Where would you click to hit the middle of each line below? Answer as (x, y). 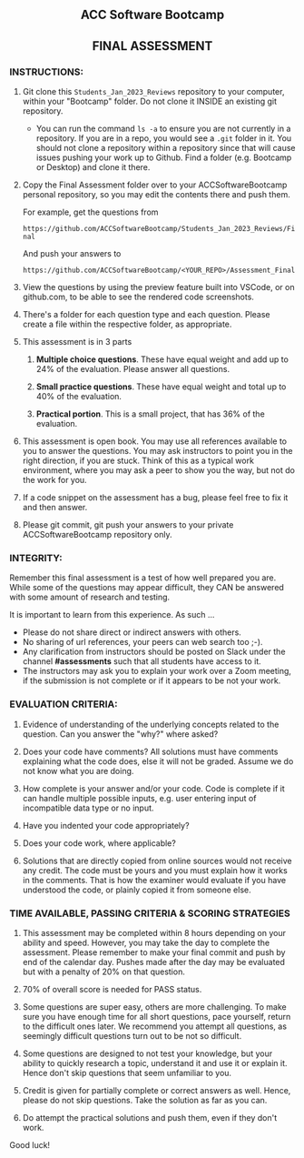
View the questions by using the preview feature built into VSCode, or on (158, 287)
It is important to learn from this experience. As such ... (112, 615)
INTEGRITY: (36, 558)
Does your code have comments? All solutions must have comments (150, 751)
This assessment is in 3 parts (77, 342)
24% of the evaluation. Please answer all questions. (132, 369)
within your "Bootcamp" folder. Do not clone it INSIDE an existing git (150, 101)
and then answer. (55, 508)
